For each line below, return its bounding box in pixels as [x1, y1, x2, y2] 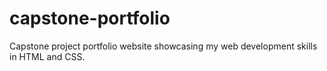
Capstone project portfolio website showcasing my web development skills [9, 40, 318, 52]
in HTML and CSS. [9, 50, 86, 62]
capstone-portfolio [9, 7, 171, 30]
